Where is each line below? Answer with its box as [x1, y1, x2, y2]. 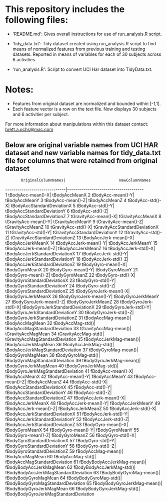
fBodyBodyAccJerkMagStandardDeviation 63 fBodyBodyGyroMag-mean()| [5, 469, 160, 475]
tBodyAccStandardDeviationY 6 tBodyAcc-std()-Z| [5, 208, 109, 214]
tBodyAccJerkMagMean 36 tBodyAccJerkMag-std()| [5, 341, 114, 347]
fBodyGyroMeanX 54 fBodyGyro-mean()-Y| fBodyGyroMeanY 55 [5, 427, 139, 433]
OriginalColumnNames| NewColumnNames [20, 177, 151, 183]
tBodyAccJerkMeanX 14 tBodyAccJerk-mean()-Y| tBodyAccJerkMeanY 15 [5, 240, 157, 246]
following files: [5, 14, 68, 26]
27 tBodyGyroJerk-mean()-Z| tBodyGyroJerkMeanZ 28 [5, 298, 119, 305]
